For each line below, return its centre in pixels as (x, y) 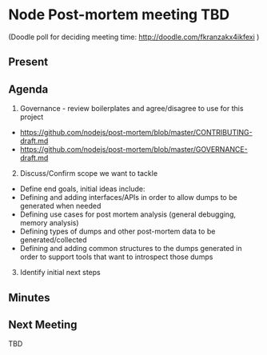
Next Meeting (43, 324)
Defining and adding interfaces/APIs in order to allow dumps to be (128, 197)
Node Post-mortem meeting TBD (119, 15)
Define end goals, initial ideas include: (82, 189)
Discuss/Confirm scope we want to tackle (89, 174)
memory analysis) (49, 223)
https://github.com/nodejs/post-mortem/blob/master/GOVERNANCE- (133, 150)
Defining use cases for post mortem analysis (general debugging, (128, 214)
